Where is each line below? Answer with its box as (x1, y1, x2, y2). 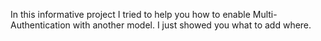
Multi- (252, 9, 278, 20)
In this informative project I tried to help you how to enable (10, 9, 251, 20)
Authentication (10, 19, 71, 31)
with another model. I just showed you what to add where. (72, 19, 312, 31)
